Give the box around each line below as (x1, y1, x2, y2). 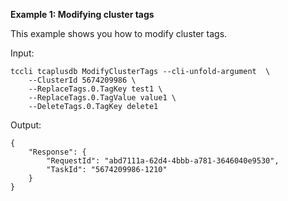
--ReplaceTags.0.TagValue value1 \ (28, 93, 177, 103)
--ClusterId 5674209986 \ (28, 75, 137, 85)
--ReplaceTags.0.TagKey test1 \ (28, 84, 163, 94)
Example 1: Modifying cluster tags (10, 9, 155, 20)
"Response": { (28, 147, 87, 157)
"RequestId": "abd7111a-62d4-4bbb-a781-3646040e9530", (46, 156, 280, 166)
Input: (10, 47, 35, 59)
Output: (10, 119, 42, 131)
